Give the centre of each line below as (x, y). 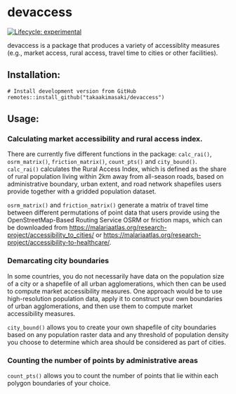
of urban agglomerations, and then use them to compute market (100, 306)
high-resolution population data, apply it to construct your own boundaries (115, 298)
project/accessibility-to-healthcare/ (59, 243)
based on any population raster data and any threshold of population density (118, 334)
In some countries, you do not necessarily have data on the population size (116, 276)
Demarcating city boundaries (58, 261)
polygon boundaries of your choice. (59, 383)
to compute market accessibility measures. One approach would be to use (115, 291)
